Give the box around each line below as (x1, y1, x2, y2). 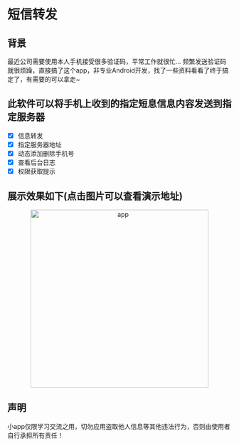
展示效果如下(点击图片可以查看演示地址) (7, 190, 183, 202)
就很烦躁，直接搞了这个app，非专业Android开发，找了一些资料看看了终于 (7, 66, 223, 75)
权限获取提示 (17, 167, 55, 176)
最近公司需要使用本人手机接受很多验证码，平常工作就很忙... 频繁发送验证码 (7, 58, 227, 65)
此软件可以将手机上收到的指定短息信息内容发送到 (7, 97, 223, 110)
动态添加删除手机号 (17, 149, 75, 157)
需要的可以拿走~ (31, 75, 80, 83)
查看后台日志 (17, 158, 55, 166)
